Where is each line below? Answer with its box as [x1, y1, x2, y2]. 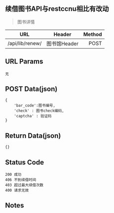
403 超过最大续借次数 [5, 183, 43, 188]
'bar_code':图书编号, [14, 103, 56, 108]
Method [83, 31, 102, 38]
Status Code [5, 158, 44, 166]
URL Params [5, 57, 43, 66]
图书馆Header [46, 40, 79, 47]
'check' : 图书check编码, [14, 108, 64, 113]
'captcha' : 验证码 [14, 113, 52, 119]
